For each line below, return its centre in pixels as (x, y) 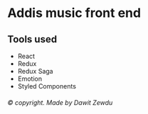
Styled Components (47, 86)
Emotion (30, 79)
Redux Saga (35, 71)
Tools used (32, 39)
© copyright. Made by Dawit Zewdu (60, 102)
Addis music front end (74, 13)
